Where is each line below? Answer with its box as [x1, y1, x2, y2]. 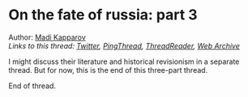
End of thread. [8, 81, 57, 91]
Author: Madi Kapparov [8, 32, 87, 42]
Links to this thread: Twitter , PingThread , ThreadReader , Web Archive [8, 40, 241, 50]
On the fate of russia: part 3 [8, 6, 198, 24]
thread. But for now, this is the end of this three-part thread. [8, 65, 208, 74]
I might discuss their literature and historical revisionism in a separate [8, 57, 240, 66]
